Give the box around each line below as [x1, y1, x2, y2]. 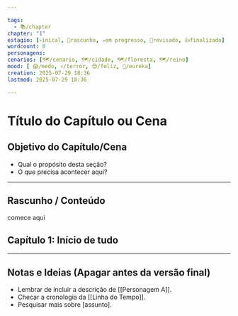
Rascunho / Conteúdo [7, 195, 106, 207]
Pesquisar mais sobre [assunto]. [17, 300, 112, 309]
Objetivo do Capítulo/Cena [7, 141, 127, 153]
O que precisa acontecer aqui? [17, 168, 108, 176]
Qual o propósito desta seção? [17, 160, 108, 168]
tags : [7, 16, 23, 23]
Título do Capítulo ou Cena [7, 113, 168, 129]
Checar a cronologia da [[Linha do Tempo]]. [17, 293, 146, 301]
